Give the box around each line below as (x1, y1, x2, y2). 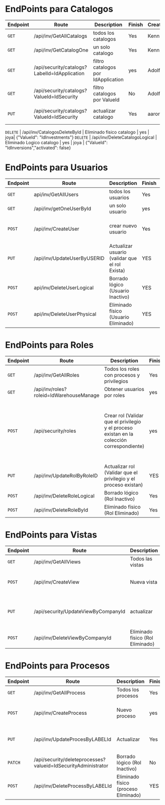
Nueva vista (130, 578, 158, 585)
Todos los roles (104, 365, 139, 372)
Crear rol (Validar (104, 412, 144, 419)
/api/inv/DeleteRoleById (33, 506, 88, 513)
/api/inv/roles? (33, 386, 67, 392)
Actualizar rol (104, 463, 135, 469)
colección (104, 437, 127, 443)
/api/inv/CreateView (33, 578, 80, 585)
